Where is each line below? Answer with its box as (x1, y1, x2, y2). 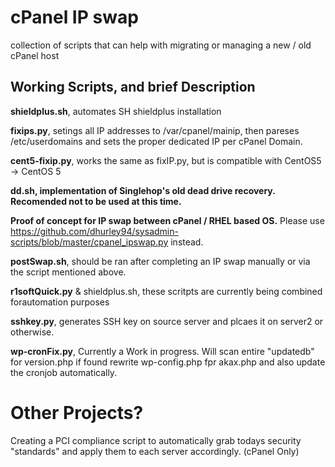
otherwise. (10, 326, 55, 338)
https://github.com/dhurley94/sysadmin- (10, 225, 179, 237)
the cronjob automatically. (10, 366, 118, 378)
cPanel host (10, 49, 60, 61)
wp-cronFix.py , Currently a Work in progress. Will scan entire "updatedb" (10, 345, 315, 357)
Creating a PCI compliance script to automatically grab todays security (10, 434, 302, 446)
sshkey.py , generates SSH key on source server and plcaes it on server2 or (10, 315, 324, 327)
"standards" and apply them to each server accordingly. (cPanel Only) (10, 445, 300, 457)
